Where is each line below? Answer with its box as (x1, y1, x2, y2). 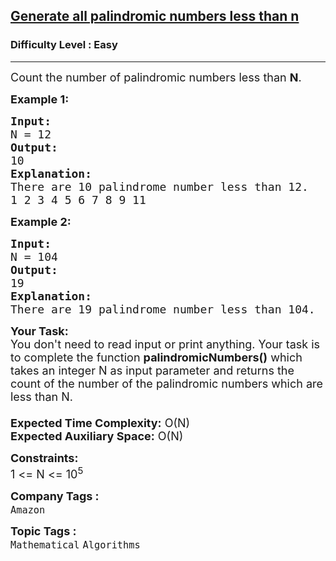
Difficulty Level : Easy (10, 38, 118, 52)
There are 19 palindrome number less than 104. (10, 302, 316, 316)
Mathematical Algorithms (10, 539, 141, 551)
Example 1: (10, 92, 70, 106)
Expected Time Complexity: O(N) (10, 415, 191, 430)
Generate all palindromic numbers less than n (10, 8, 300, 25)
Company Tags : (10, 489, 100, 503)
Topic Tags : (10, 524, 77, 538)
